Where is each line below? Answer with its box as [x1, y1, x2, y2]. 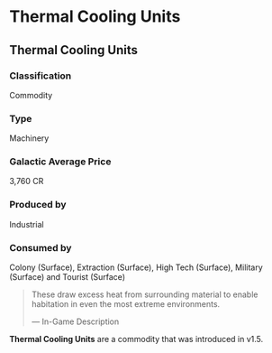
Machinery [9, 133, 50, 144]
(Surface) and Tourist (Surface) [9, 272, 126, 283]
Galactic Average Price [9, 155, 112, 168]
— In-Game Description [31, 316, 120, 327]
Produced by [9, 199, 67, 211]
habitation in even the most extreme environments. [31, 299, 221, 310]
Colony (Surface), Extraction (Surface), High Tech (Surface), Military [9, 262, 263, 273]
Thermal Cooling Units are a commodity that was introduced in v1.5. [9, 334, 264, 345]
